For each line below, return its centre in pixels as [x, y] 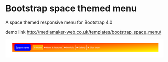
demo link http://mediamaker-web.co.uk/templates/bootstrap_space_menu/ [83, 32]
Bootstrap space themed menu [71, 9]
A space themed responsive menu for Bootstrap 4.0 [59, 22]
